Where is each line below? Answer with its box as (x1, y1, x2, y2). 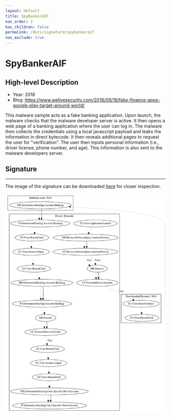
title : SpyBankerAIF (5, 13, 49, 19)
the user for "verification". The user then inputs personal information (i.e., (5, 139, 159, 145)
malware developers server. (5, 150, 64, 156)
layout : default (5, 8, 40, 13)
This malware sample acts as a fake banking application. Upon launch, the (5, 112, 161, 118)
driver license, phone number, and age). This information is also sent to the (5, 145, 163, 150)
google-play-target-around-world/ (12, 102, 85, 108)
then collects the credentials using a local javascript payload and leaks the (5, 128, 161, 135)
